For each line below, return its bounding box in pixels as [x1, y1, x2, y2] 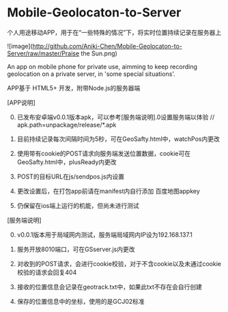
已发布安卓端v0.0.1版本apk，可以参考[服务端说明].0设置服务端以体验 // [16, 113, 215, 121]
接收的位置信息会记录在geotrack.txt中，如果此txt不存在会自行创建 [16, 283, 203, 291]
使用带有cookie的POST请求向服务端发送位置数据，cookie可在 [16, 149, 191, 157]
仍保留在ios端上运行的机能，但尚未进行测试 [16, 201, 139, 209]
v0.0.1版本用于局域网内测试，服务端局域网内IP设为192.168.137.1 [16, 231, 193, 239]
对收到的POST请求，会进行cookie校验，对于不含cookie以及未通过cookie [16, 259, 222, 268]
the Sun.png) [81, 49, 117, 57]
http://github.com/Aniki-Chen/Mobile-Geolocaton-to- [32, 42, 183, 50]
